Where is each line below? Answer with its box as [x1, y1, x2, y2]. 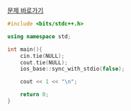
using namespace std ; [7, 33, 72, 40]
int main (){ [7, 45, 42, 53]
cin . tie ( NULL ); [20, 52, 65, 59]
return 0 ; [20, 91, 50, 98]
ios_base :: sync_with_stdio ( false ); [20, 66, 125, 73]
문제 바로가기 [7, 6, 44, 14]
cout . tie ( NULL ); [20, 59, 69, 66]
